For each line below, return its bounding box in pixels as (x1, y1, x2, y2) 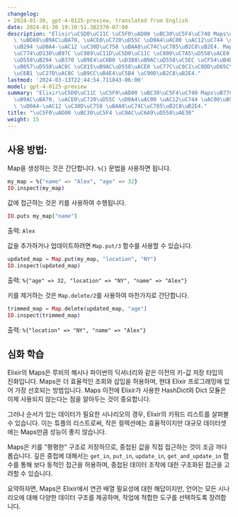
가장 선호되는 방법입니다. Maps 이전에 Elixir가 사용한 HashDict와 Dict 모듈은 (14, 386, 227, 394)
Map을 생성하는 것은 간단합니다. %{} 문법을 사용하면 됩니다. (7, 164, 171, 172)
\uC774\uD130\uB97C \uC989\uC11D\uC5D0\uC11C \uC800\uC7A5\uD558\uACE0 (13, 50, 230, 57)
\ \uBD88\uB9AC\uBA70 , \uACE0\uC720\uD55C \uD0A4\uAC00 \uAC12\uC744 (13, 37, 223, 44)
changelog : (7, 10, 40, 18)
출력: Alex (7, 226, 35, 235)
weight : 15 (7, 116, 40, 123)
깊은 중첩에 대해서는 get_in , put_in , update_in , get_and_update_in (33, 452, 222, 460)
